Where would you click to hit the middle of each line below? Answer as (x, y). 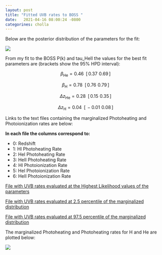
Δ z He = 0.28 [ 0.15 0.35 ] (86, 97)
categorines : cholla (27, 24)
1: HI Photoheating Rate (37, 149)
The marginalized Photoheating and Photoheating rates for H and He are (81, 232)
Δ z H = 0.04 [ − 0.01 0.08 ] (86, 108)
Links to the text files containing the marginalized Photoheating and (76, 118)
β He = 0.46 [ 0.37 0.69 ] (86, 75)
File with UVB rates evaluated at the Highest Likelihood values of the (77, 186)
